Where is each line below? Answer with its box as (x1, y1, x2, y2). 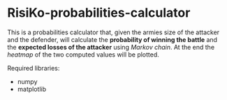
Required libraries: (7, 64, 60, 72)
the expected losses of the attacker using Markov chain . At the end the (7, 43, 215, 51)
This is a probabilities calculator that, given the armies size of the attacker (7, 28, 220, 36)
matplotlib (17, 85, 47, 93)
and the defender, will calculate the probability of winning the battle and (7, 35, 218, 43)
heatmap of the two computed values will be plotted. (7, 50, 159, 59)
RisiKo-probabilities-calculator (7, 5, 191, 21)
